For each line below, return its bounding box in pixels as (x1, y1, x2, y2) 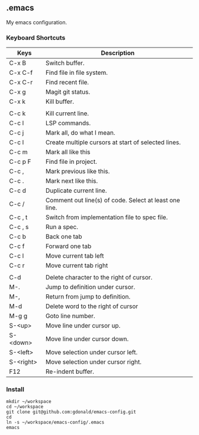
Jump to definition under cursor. (45, 283, 136, 291)
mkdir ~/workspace (6, 399, 52, 405)
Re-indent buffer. (45, 367, 95, 376)
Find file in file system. (45, 69, 108, 77)
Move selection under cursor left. (45, 348, 138, 357)
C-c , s (9, 223, 29, 231)
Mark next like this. (45, 177, 98, 185)
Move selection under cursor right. (45, 358, 142, 366)
